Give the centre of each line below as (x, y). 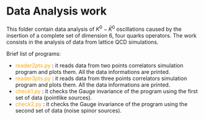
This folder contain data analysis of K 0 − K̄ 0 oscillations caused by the (94, 28)
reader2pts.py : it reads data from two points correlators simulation (99, 65)
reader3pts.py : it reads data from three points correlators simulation (101, 78)
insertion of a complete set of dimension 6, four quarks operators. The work (101, 35)
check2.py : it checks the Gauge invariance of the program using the (101, 104)
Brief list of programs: (33, 53)
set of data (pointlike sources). (54, 98)
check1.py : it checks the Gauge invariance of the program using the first (106, 91)
